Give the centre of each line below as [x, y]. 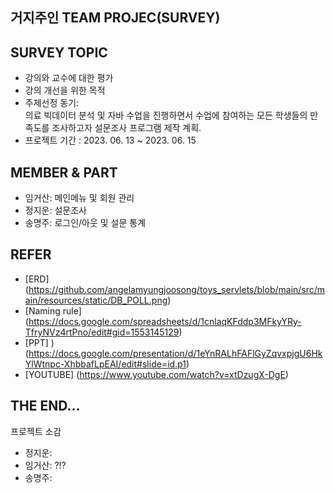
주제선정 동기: [52, 103]
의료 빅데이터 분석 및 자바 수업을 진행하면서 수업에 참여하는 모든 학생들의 [166, 115]
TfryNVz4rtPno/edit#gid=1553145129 [102, 332]
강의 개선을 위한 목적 [65, 90]
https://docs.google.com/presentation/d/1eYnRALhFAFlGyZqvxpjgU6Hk [175, 353]
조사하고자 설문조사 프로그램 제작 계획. [126, 128]
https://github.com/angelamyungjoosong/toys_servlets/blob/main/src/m [177, 289]
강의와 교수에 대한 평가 [69, 78]
